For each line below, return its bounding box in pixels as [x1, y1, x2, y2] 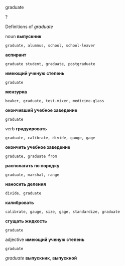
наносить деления [5, 181, 46, 187]
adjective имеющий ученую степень [5, 236, 85, 242]
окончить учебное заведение [5, 144, 71, 150]
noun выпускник [5, 34, 42, 39]
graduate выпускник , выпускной [5, 255, 77, 261]
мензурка [5, 89, 27, 95]
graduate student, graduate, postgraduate [5, 62, 95, 67]
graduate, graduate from [5, 154, 57, 159]
